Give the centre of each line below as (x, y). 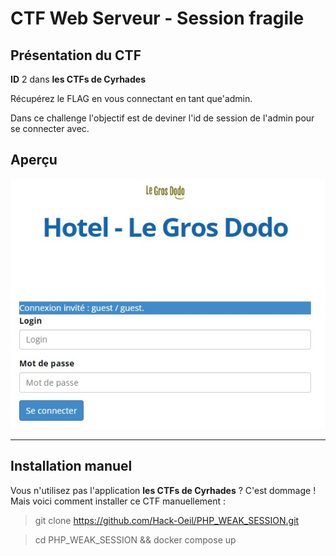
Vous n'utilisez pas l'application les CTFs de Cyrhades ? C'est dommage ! (163, 490)
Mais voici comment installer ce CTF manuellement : (118, 501)
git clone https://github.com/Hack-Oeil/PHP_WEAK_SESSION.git (167, 520)
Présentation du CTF (76, 55)
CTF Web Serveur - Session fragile (157, 18)
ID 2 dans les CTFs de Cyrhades (78, 79)
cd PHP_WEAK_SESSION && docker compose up (135, 539)
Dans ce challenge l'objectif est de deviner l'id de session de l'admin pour (162, 118)
